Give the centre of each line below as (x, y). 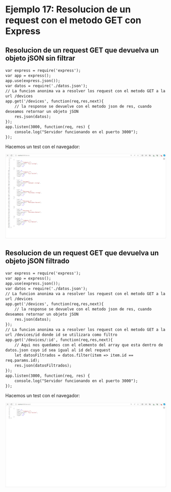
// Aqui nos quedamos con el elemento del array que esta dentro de (89, 345)
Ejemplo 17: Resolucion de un (68, 9)
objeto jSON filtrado (38, 261)
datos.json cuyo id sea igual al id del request (58, 350)
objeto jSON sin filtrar (40, 58)
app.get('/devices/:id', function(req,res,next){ (59, 340)
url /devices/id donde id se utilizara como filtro (61, 335)
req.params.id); (22, 361)
